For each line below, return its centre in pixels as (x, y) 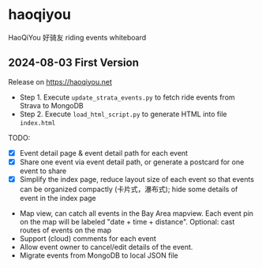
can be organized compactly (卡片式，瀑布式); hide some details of (129, 189)
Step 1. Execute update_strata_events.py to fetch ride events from (127, 97)
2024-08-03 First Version (74, 63)
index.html (37, 123)
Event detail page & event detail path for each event (103, 153)
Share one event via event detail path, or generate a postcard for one (132, 162)
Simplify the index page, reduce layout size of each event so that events (137, 179)
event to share (43, 171)
